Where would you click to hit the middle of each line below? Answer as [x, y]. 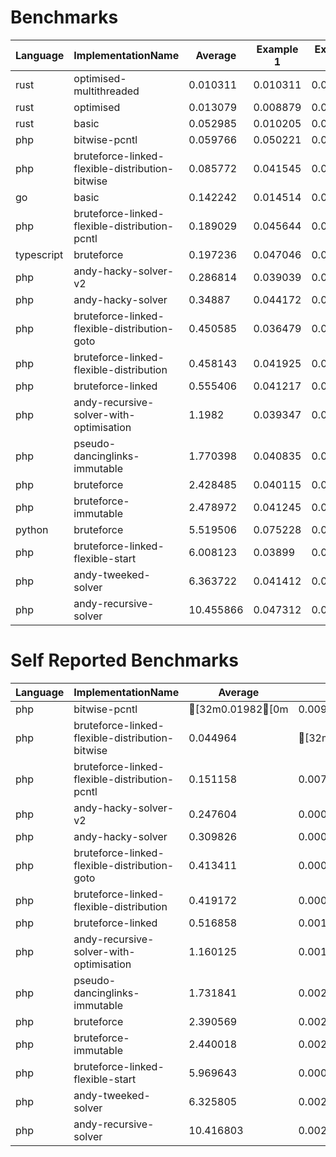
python [32, 529]
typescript [39, 254]
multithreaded [106, 91]
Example [277, 49]
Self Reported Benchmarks [124, 660]
